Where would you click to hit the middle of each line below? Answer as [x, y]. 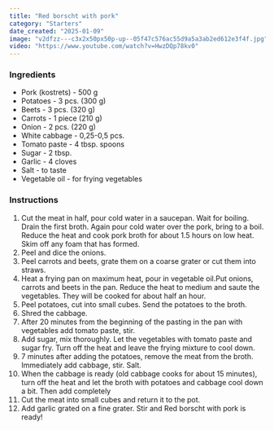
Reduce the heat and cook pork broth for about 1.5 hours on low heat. [137, 235]
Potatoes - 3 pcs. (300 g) [63, 101]
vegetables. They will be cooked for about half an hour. [113, 296]
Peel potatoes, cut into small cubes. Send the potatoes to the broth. [134, 304]
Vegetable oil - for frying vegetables [82, 179]
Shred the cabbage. [54, 313]
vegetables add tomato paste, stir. [78, 330]
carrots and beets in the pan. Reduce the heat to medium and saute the [140, 287]
